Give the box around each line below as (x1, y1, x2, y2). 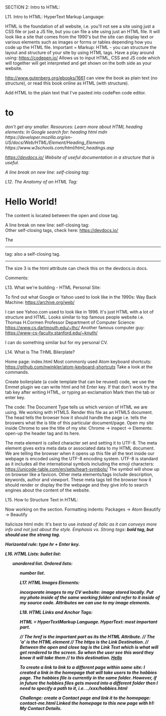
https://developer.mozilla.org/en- (5, 134, 73, 140)
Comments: (5, 274, 29, 281)
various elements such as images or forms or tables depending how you (5, 39, 152, 45)
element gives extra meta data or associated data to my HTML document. (5, 445, 155, 451)
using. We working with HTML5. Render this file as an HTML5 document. (5, 409, 153, 415)
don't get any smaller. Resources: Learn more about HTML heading (5, 124, 143, 130)
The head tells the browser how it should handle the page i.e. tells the (5, 414, 147, 420)
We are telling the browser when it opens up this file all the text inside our (5, 450, 155, 456)
